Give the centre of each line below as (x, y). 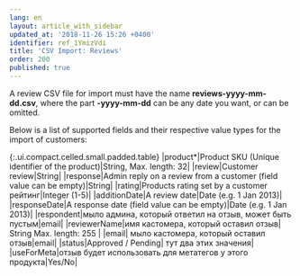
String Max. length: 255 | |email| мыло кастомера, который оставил (137, 233)
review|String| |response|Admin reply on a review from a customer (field (144, 175)
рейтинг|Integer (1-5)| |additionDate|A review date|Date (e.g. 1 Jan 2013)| (146, 195)
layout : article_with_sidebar (66, 26)
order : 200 (30, 59)
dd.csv (23, 102)
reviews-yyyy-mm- (230, 93)
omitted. (25, 112)
